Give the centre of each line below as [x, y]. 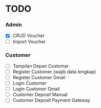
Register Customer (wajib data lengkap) [54, 71]
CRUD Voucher [29, 35]
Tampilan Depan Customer [41, 66]
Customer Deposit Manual [40, 95]
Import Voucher [29, 42]
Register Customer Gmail [39, 78]
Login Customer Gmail [36, 89]
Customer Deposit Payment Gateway [51, 100]
